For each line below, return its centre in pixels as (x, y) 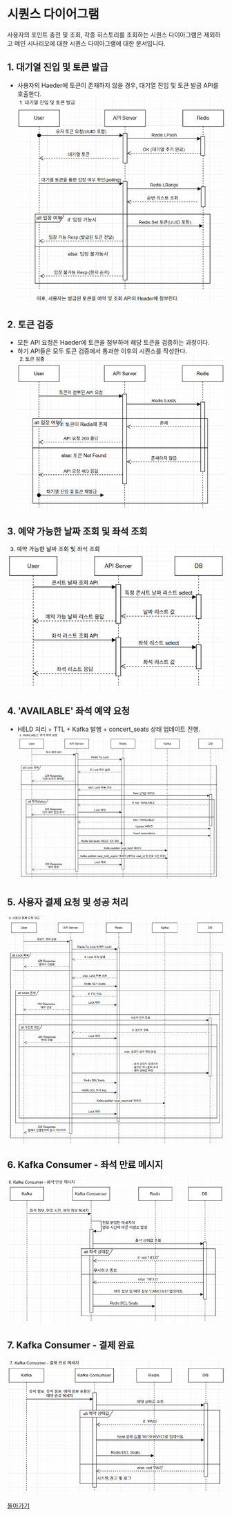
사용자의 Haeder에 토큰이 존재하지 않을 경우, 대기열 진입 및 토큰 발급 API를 (118, 85)
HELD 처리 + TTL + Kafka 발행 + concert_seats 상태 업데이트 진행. (108, 729)
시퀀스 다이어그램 (53, 14)
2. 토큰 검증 (30, 324)
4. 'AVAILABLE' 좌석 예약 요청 (68, 711)
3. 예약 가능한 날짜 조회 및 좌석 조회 (77, 531)
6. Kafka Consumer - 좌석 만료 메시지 (85, 1165)
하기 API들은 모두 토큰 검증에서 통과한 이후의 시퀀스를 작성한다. (102, 351)
